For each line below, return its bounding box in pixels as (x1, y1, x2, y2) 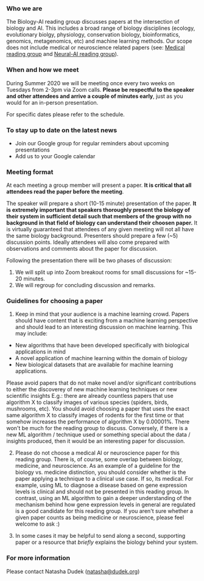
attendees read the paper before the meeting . (6, 188, 124, 195)
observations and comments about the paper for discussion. (6, 245, 158, 252)
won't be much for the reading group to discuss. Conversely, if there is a (6, 425, 188, 432)
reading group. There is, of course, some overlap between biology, (15, 456, 183, 463)
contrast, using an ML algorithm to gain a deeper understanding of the (15, 495, 192, 502)
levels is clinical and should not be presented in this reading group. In (15, 488, 189, 495)
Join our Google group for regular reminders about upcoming (15, 139, 169, 147)
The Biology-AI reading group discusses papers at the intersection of (6, 18, 180, 26)
